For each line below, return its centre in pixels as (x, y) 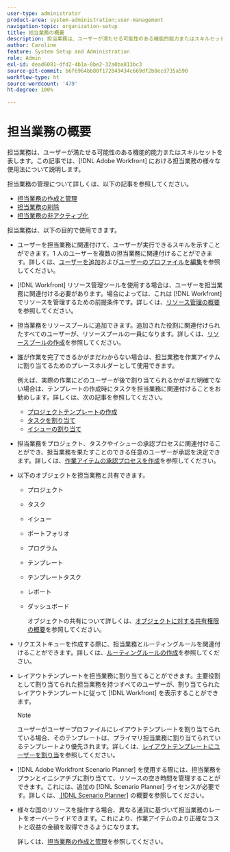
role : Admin (24, 58)
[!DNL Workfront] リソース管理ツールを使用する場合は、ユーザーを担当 (117, 285)
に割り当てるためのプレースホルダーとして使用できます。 (98, 366)
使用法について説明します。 (46, 169)
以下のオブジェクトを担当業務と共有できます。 (83, 475)
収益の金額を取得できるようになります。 (86, 827)
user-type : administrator (44, 13)
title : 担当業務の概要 (36, 33)
